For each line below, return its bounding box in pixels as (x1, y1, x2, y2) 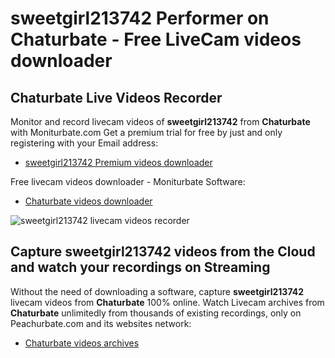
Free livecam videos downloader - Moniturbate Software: (10, 176, 246, 187)
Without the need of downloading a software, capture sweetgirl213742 (10, 285, 305, 297)
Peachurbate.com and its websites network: (10, 317, 192, 329)
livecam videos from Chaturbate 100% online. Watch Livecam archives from (10, 296, 325, 308)
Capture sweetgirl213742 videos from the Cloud (10, 243, 316, 261)
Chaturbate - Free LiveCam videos (10, 28, 302, 51)
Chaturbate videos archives (24, 337, 140, 349)
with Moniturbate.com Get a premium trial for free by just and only (10, 127, 283, 138)
